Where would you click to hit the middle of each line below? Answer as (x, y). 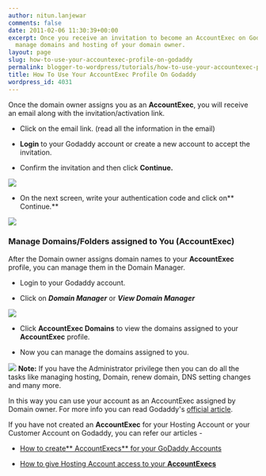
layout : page (30, 52)
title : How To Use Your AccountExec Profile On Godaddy (102, 75)
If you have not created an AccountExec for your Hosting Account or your (129, 424)
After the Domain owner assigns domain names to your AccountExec (122, 259)
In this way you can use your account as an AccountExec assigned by (122, 401)
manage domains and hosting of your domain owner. (101, 45)
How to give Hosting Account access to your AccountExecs (118, 463)
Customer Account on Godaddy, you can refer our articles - (106, 432)
